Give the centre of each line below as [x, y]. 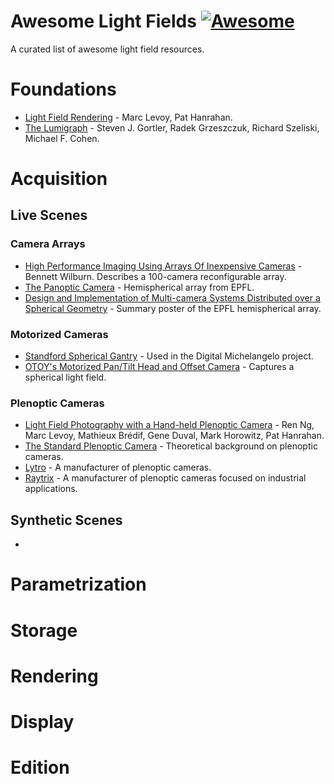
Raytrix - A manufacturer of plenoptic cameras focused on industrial [165, 478]
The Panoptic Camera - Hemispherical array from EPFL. [139, 287]
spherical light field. [65, 377]
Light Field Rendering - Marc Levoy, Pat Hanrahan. [128, 117]
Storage [44, 630]
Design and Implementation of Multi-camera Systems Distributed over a [172, 297]
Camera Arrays [48, 244]
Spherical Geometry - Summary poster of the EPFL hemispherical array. [173, 308]
